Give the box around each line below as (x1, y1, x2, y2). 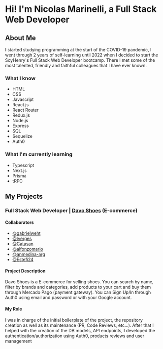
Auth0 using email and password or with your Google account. (5, 295, 132, 301)
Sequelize (12, 133, 33, 139)
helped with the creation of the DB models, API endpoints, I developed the (5, 327, 155, 333)
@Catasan (12, 241, 33, 247)
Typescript (12, 162, 34, 168)
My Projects (5, 192, 43, 201)
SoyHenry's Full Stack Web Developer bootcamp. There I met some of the (5, 57, 155, 63)
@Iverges (12, 236, 32, 242)
